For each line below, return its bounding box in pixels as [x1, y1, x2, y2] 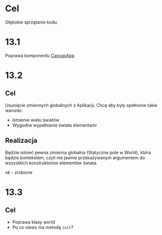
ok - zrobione [5, 169, 33, 175]
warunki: [5, 107, 23, 113]
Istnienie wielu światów [12, 117, 60, 123]
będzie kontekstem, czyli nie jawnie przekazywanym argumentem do [5, 155, 145, 160]
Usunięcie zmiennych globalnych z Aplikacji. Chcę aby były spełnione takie [5, 102, 158, 108]
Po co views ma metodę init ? [12, 224, 74, 230]
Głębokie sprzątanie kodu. [5, 19, 58, 25]
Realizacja [5, 136, 38, 145]
